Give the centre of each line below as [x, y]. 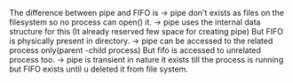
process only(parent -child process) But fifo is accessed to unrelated [135, 50]
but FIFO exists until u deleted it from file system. [99, 69]
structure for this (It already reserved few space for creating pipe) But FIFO [146, 31]
